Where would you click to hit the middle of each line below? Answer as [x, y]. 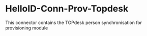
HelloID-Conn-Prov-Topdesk [67, 9]
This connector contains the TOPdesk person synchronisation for [74, 22]
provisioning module [27, 27]
